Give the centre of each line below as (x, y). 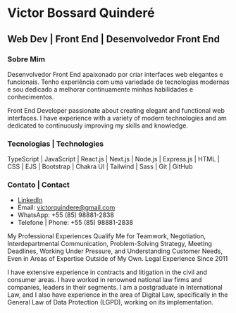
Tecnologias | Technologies (56, 144)
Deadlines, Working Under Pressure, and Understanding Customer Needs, (115, 251)
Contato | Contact (39, 185)
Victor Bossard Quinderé (81, 13)
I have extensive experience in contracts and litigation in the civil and (107, 272)
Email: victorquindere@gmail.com (66, 208)
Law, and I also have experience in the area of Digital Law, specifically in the (118, 295)
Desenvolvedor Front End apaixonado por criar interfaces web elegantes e (115, 74)
